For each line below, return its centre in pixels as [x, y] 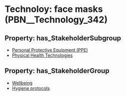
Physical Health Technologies [42, 55]
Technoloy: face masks [54, 9]
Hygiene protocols [31, 88]
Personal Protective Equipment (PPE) [50, 50]
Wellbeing [22, 83]
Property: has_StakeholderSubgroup [63, 38]
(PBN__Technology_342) [56, 20]
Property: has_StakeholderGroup [57, 71]
